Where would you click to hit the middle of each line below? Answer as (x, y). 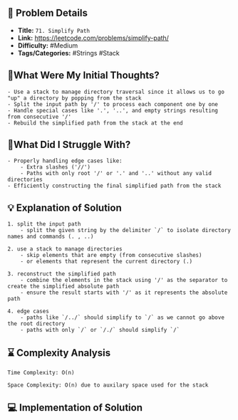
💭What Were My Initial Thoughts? (84, 75)
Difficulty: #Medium (48, 45)
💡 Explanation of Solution (65, 208)
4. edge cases (29, 311)
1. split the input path (44, 224)
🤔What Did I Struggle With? (69, 145)
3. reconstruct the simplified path (62, 274)
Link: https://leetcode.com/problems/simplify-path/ (93, 38)
